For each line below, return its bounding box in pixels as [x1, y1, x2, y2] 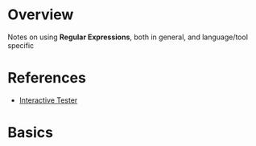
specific [7, 40, 35, 50]
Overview [7, 6, 74, 24]
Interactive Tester [19, 95, 78, 105]
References [7, 69, 86, 87]
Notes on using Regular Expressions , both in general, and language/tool [7, 32, 249, 42]
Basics [7, 124, 54, 142]
